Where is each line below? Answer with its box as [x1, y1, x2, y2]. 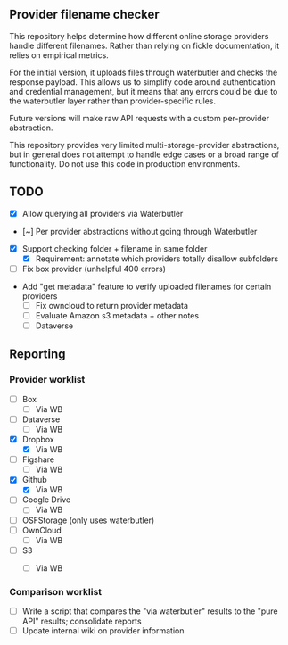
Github [21, 475, 47, 485]
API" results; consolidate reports [21, 616, 142, 627]
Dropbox [21, 434, 55, 444]
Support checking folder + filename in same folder [21, 243, 208, 253]
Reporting [9, 347, 66, 362]
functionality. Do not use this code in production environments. [9, 158, 241, 169]
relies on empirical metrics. [9, 49, 109, 61]
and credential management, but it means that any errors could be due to [9, 86, 278, 96]
